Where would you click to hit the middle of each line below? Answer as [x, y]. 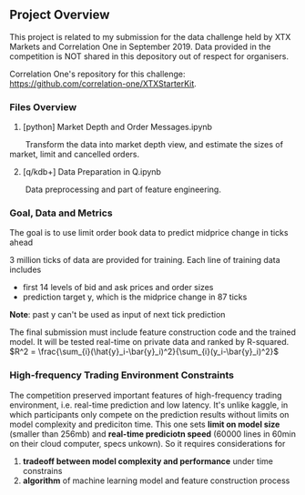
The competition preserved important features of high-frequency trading [146, 395]
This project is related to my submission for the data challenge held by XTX [150, 36]
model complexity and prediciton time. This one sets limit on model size [145, 424]
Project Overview [60, 15]
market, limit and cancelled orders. [75, 155]
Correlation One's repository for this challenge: [97, 74]
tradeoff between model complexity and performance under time [148, 461]
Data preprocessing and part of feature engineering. [123, 189]
